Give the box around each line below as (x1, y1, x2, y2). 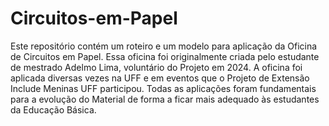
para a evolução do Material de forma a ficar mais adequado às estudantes (10, 93, 320, 105)
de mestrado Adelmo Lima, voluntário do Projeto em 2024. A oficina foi (10, 61, 303, 73)
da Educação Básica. (10, 103, 97, 116)
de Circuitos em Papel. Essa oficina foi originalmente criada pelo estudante (10, 50, 320, 62)
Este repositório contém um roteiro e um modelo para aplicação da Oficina (10, 40, 318, 52)
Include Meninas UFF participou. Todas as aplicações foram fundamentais (10, 82, 317, 94)
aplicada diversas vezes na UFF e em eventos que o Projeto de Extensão (10, 72, 310, 84)
